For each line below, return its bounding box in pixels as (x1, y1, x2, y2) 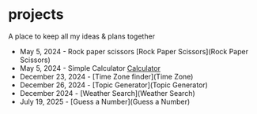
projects (8, 6, 65, 24)
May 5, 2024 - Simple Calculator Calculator (19, 63, 161, 72)
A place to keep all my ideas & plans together (8, 31, 156, 41)
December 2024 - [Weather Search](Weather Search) (19, 88, 195, 97)
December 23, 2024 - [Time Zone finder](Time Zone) (19, 72, 194, 81)
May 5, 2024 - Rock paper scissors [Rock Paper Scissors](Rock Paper (19, 46, 249, 56)
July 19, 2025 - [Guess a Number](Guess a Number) (19, 97, 191, 106)
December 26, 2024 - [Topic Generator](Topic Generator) (19, 80, 208, 90)
